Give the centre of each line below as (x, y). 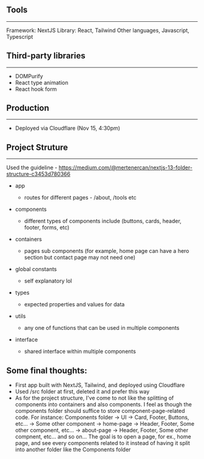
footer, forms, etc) (47, 227)
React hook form (36, 89)
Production (28, 108)
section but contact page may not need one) (80, 258)
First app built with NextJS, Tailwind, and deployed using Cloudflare (100, 385)
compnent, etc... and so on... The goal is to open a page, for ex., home (103, 437)
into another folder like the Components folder (73, 450)
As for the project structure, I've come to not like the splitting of (94, 398)
